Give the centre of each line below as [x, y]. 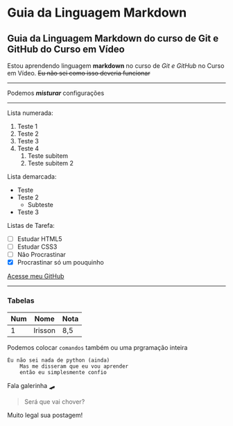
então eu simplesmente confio [63, 372]
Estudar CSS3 [37, 247]
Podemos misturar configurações [56, 93]
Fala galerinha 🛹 [31, 385]
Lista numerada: [30, 113]
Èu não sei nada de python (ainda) [59, 360]
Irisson [45, 330]
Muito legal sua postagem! [45, 415]
